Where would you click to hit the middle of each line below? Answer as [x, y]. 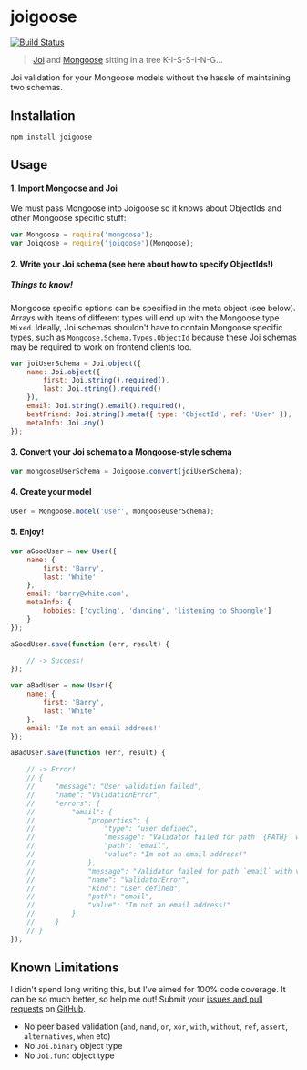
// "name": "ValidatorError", [108, 880]
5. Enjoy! [27, 532]
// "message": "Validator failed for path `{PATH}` [159, 837]
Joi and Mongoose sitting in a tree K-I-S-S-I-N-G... [128, 59]
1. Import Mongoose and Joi [64, 188]
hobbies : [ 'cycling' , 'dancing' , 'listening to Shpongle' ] [158, 611]
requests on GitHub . [48, 1009]
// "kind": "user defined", [104, 888]
